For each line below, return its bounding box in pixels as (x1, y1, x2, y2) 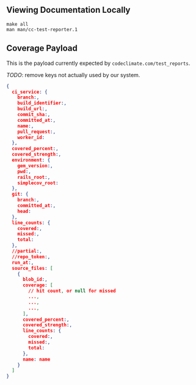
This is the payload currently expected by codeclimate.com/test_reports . (6, 59, 191, 67)
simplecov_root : (17, 180, 59, 186)
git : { (12, 191, 29, 198)
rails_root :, (17, 174, 51, 180)
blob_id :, (22, 277, 48, 283)
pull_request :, (17, 129, 56, 135)
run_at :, (12, 260, 34, 266)
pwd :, (17, 168, 32, 174)
